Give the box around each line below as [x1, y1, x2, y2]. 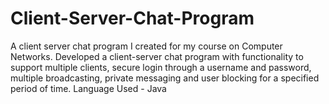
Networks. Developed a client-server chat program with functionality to [10, 50, 304, 62]
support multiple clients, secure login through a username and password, [10, 61, 312, 73]
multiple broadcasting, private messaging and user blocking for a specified [10, 72, 320, 84]
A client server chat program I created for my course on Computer [10, 40, 283, 52]
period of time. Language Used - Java [10, 82, 167, 94]
